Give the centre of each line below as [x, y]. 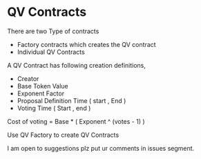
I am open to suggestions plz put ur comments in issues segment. [101, 148]
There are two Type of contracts [53, 31]
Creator [28, 78]
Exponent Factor [40, 93]
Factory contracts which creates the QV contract [87, 44]
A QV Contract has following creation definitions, [77, 65]
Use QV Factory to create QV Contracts [63, 135]
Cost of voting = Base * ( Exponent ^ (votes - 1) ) [76, 121]
